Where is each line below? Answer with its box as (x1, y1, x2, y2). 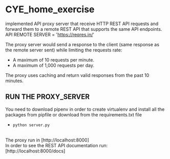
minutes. (5, 77, 24, 84)
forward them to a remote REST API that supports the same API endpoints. (5, 26, 162, 32)
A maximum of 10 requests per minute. (12, 56, 95, 63)
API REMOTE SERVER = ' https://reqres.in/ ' (5, 31, 95, 37)
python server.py (12, 122, 50, 128)
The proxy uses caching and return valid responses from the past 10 (5, 72, 150, 78)
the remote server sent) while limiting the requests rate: (5, 47, 122, 53)
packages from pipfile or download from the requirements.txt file (5, 111, 142, 117)
